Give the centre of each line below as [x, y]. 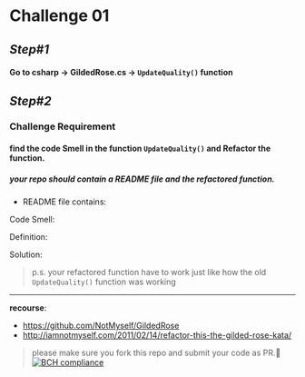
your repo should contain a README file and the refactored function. [142, 179]
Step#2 [30, 101]
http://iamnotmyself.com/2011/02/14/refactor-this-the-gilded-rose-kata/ [157, 335]
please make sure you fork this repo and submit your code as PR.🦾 [156, 353]
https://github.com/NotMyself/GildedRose [101, 326]
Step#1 [30, 50]
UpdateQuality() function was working [104, 282]
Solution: [26, 254]
